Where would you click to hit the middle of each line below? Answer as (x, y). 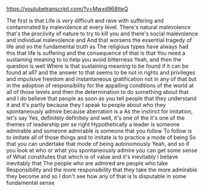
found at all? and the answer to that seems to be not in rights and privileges (101, 72)
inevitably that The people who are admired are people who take (87, 163)
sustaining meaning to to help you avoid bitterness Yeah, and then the (94, 59)
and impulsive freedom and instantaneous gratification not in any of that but (101, 79)
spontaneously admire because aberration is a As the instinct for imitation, (100, 111)
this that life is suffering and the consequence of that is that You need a (96, 53)
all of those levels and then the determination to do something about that (97, 92)
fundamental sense (30, 183)
